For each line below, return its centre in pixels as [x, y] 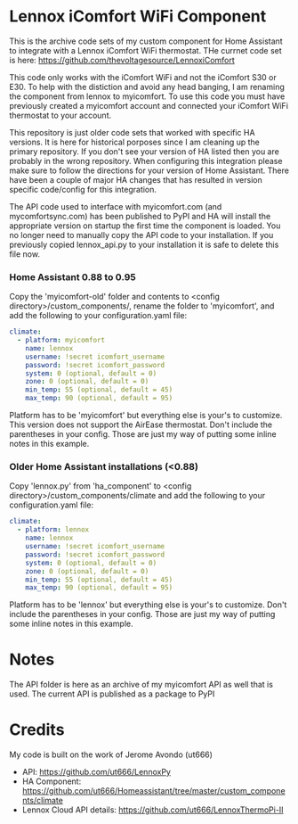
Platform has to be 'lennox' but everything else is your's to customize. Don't [148, 605]
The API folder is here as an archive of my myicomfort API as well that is [141, 685]
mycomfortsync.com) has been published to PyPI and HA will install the [140, 216]
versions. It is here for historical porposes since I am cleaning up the [135, 142]
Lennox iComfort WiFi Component [138, 16]
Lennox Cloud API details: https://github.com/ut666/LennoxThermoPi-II [153, 810]
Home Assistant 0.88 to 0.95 [72, 276]
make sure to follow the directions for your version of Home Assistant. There [149, 170]
